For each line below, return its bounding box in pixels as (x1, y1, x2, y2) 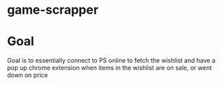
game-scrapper (7, 2, 99, 18)
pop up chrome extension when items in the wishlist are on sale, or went (7, 64, 212, 72)
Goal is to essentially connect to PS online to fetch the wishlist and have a (7, 56, 216, 65)
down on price (7, 71, 48, 79)
